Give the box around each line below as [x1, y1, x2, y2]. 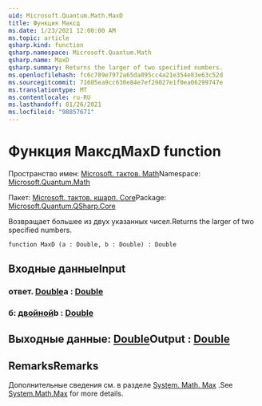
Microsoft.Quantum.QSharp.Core [8, 201, 116, 211]
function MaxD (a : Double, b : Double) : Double [8, 240, 177, 248]
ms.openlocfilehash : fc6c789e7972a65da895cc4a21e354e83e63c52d [8, 71, 224, 79]
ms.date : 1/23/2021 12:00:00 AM [8, 26, 116, 34]
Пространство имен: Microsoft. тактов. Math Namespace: [8, 168, 201, 178]
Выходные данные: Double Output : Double [8, 332, 230, 345]
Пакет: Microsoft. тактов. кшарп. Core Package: [8, 192, 166, 202]
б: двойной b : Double [8, 308, 94, 319]
